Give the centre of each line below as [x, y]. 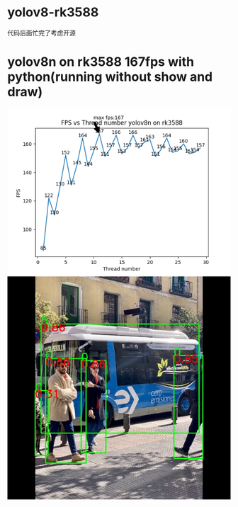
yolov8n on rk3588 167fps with [101, 62]
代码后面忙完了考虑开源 [41, 33]
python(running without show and [110, 77]
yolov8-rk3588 [53, 12]
